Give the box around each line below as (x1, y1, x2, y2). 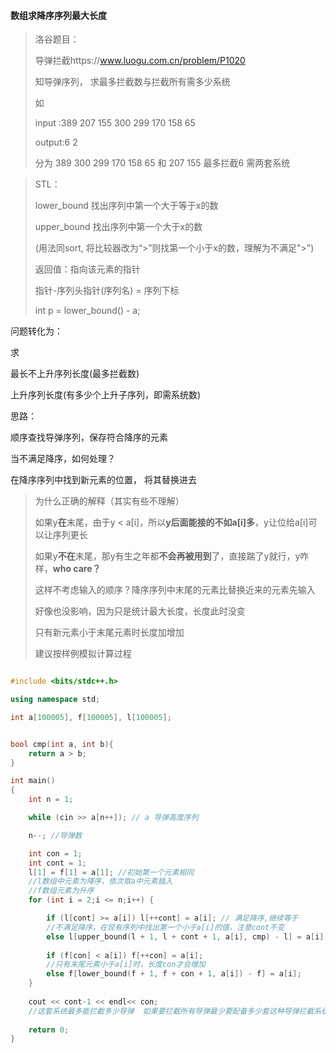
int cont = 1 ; (28, 858, 87, 868)
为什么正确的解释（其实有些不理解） (34, 495, 185, 507)
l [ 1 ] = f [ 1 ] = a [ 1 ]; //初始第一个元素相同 (28, 867, 195, 877)
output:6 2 (34, 136, 78, 149)
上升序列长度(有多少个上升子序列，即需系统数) (10, 389, 202, 401)
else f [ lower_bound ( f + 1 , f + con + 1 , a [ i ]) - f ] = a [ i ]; (46, 969, 302, 979)
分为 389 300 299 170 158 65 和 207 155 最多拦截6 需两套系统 (34, 157, 291, 169)
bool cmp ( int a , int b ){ (10, 739, 114, 749)
